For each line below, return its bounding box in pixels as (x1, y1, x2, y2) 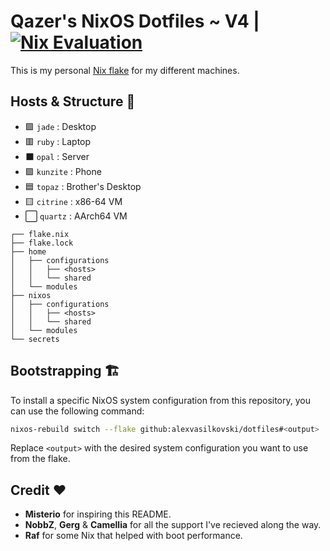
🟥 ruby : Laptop (24, 135, 92, 147)
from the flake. (10, 453, 71, 465)
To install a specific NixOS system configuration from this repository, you (10, 394, 311, 406)
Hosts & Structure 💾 (10, 93, 136, 110)
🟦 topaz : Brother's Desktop (24, 180, 142, 192)
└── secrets (10, 334, 60, 344)
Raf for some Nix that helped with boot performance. (24, 530, 243, 542)
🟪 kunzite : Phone (24, 165, 102, 177)
